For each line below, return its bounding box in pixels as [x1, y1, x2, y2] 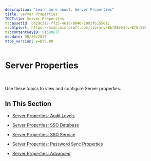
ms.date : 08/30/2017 [5, 35, 47, 40]
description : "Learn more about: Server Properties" [5, 7, 114, 12]
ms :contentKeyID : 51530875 [5, 30, 60, 35]
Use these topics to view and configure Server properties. [5, 85, 122, 91]
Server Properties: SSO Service [12, 131, 75, 137]
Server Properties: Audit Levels [12, 113, 75, 119]
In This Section [5, 100, 52, 108]
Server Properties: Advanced [12, 150, 71, 156]
